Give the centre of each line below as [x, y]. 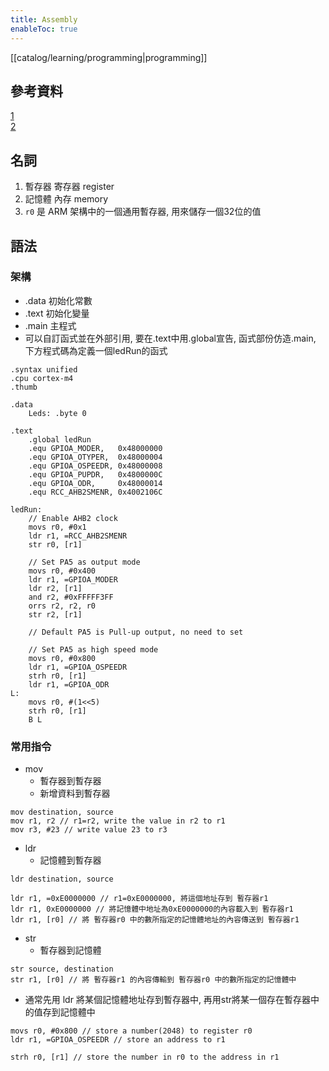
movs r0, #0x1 [57, 527]
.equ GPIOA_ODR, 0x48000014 [95, 483]
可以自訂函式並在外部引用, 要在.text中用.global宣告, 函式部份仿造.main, [170, 338]
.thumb [24, 387]
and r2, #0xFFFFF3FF [71, 597]
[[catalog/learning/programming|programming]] [109, 57]
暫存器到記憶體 [70, 950]
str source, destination [62, 969]
